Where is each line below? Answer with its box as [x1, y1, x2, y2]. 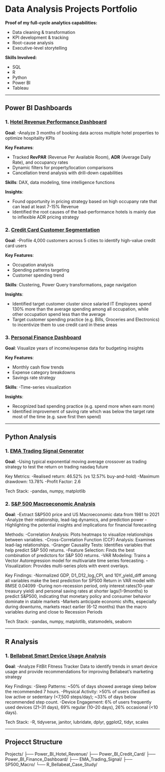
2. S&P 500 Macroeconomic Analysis [5, 500, 96, 507]
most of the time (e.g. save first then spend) [12, 414, 102, 420]
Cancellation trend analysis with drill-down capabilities [12, 170, 123, 176]
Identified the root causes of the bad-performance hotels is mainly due [12, 209, 156, 215]
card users [5, 243, 27, 248]
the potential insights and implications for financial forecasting [30, 522, 157, 528]
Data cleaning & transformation [12, 29, 75, 35]
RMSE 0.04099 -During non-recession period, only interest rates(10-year [5, 583, 153, 589]
